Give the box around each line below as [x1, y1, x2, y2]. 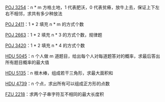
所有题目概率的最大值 [5, 59, 49, 65]
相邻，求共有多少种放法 [14, 10, 63, 16]
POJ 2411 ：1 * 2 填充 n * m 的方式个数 [5, 21, 84, 27]
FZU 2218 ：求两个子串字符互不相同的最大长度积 [5, 91, 104, 97]
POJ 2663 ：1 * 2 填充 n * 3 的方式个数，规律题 [5, 32, 102, 37]
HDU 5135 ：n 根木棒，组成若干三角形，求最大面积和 [5, 70, 114, 76]
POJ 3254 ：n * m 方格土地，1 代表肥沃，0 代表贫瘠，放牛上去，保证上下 [5, 4, 155, 10]
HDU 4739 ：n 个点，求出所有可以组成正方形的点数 [5, 80, 110, 86]
